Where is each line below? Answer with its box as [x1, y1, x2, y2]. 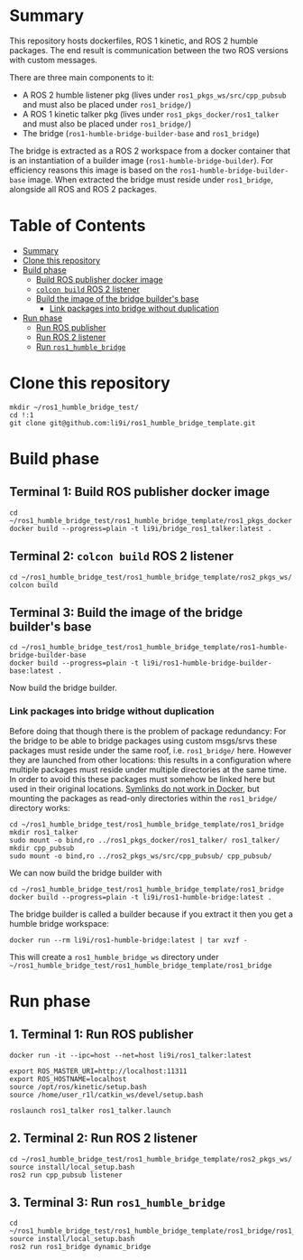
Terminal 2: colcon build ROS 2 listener [9, 548, 234, 565]
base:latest [9, 667, 54, 676]
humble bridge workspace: [9, 918, 110, 929]
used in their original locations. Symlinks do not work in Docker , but [9, 783, 260, 794]
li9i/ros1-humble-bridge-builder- [142, 658, 272, 668]
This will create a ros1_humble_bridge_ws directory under [9, 951, 219, 962]
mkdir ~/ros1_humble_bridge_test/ [9, 403, 140, 412]
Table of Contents [9, 216, 146, 236]
